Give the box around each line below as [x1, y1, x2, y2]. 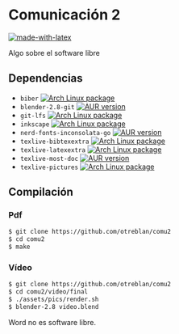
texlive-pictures [19, 163, 79, 171]
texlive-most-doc [19, 154, 79, 163]
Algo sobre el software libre [8, 48, 101, 57]
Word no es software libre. [8, 317, 97, 327]
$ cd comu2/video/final [8, 288, 89, 296]
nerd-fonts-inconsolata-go [19, 129, 111, 137]
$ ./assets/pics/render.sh [8, 295, 99, 304]
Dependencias [8, 71, 83, 86]
